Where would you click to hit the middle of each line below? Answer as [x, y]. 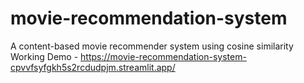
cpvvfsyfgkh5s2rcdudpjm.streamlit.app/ [93, 67]
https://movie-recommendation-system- [163, 56]
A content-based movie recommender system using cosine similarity [152, 46]
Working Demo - [44, 56]
